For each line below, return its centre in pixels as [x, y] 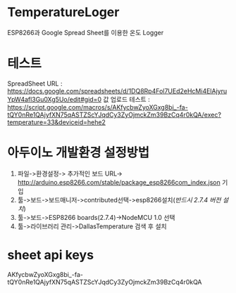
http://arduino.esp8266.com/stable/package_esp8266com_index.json [119, 182]
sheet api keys [50, 255]
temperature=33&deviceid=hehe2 [56, 122]
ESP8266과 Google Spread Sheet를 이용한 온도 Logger [86, 32]
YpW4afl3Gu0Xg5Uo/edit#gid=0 [55, 99]
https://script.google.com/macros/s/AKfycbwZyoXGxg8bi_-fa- [98, 107]
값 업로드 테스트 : [126, 99]
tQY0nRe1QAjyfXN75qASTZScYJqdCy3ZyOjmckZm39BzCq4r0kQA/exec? [114, 115]
